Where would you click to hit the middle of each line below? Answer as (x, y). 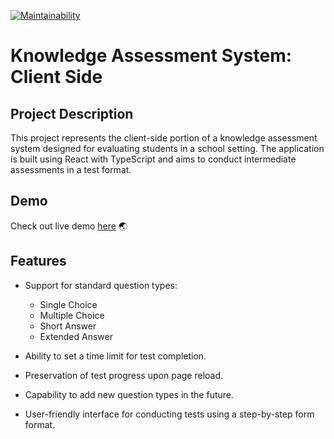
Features (38, 261)
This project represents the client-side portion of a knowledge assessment (164, 138)
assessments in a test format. (71, 169)
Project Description (72, 113)
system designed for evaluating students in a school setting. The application (167, 148)
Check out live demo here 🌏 (69, 226)
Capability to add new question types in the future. (129, 394)
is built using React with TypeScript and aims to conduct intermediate (153, 159)
